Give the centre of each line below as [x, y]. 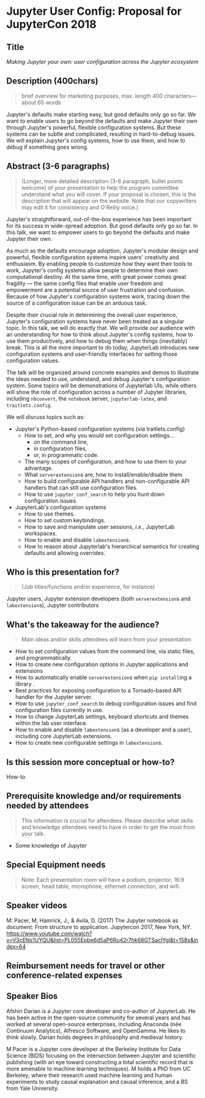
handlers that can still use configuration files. [81, 487]
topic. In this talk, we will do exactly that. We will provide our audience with [101, 327]
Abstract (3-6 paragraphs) [58, 166]
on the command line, [61, 442]
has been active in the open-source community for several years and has [99, 1018]
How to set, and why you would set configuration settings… [99, 435]
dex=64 [16, 946]
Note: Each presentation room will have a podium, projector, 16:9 [103, 879]
